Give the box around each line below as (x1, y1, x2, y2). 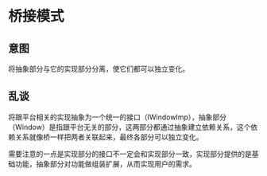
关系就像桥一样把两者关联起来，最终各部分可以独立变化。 (14, 132, 203, 142)
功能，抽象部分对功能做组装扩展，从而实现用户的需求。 (14, 158, 196, 168)
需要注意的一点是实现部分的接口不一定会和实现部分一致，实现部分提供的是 (8, 149, 252, 158)
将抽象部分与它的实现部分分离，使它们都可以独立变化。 (8, 65, 189, 73)
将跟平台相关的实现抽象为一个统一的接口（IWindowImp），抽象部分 (8, 112, 226, 122)
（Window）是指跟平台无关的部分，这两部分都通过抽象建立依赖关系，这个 (8, 122, 251, 131)
